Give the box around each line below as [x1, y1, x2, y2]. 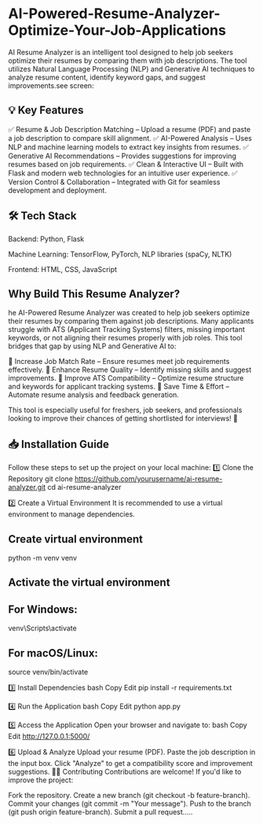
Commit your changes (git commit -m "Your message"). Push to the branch [8, 799, 251, 808]
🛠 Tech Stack [8, 209, 77, 223]
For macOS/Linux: [8, 646, 98, 660]
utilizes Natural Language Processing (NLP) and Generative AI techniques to [8, 64, 255, 73]
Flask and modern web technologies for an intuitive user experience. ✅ [8, 168, 238, 178]
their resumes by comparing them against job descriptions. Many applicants [8, 316, 254, 326]
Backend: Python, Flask [8, 234, 85, 244]
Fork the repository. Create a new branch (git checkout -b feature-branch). [8, 791, 250, 800]
